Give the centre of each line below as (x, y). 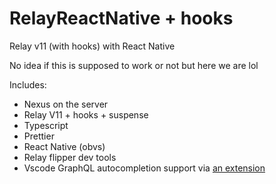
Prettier (39, 136)
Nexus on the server (66, 104)
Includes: (28, 84)
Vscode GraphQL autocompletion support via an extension (144, 168)
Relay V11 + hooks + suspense (86, 114)
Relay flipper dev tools (70, 157)
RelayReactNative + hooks (121, 18)
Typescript (46, 125)
